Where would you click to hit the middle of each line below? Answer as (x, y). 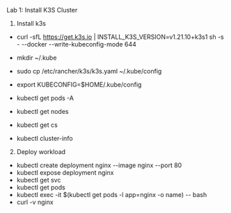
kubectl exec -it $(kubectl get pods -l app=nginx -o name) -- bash (112, 195)
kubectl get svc (39, 180)
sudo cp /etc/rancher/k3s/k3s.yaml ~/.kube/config (89, 71)
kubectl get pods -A (45, 98)
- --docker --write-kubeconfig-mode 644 (76, 44)
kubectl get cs (37, 125)
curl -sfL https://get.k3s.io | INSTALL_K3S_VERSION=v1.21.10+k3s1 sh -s (120, 37)
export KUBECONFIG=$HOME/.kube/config (79, 85)
